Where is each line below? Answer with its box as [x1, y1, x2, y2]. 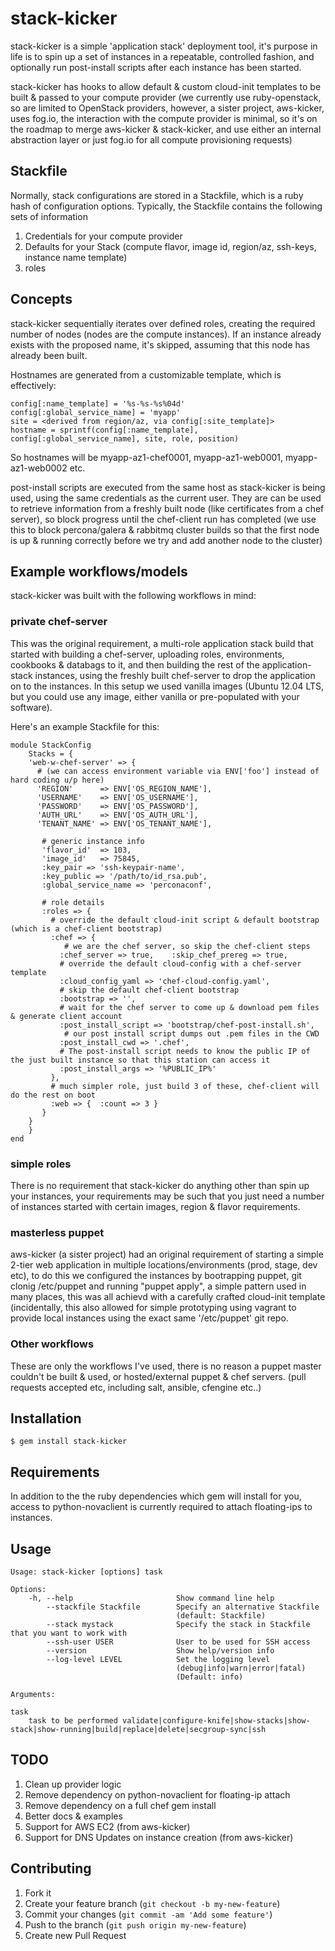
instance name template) [24, 251, 128, 263]
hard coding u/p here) [10, 775, 105, 785]
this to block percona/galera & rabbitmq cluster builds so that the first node [10, 523, 320, 536]
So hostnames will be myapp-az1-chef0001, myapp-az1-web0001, [10, 451, 284, 463]
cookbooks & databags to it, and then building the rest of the [10, 658, 260, 671]
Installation [10, 1410, 82, 1427]
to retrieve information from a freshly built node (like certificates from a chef [10, 502, 325, 514]
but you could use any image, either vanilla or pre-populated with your [10, 690, 300, 702]
